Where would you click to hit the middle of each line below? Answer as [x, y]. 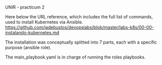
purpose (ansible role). [28, 47]
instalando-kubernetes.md [32, 32]
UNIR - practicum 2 [25, 7]
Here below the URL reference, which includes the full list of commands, [79, 17]
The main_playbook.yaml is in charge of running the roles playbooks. [76, 57]
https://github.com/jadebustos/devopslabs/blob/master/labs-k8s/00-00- [80, 27]
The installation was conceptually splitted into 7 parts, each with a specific [81, 42]
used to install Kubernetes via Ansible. [44, 22]
